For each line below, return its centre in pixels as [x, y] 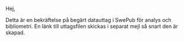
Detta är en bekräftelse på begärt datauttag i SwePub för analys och [89, 20]
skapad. [15, 33]
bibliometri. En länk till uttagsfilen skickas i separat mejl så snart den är [92, 26]
